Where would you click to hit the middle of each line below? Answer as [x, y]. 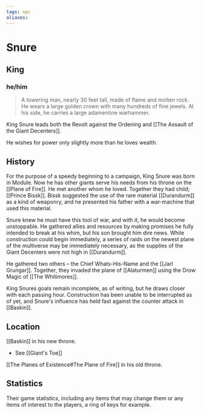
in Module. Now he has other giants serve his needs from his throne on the [99, 183]
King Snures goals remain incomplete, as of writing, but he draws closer [96, 288]
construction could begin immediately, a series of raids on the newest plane [100, 239]
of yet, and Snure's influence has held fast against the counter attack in [95, 301]
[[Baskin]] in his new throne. [41, 341]
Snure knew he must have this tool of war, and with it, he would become [96, 220]
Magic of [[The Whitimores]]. [42, 277]
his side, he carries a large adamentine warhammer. [85, 113]
